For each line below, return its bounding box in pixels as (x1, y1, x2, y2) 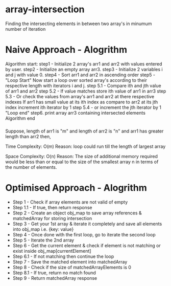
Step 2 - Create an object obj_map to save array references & (12, 210, 142, 216)
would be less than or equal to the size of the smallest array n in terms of (5, 159, 159, 165)
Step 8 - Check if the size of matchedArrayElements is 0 (12, 264, 132, 270)
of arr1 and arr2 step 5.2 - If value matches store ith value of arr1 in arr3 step (5, 88, 166, 94)
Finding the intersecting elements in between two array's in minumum (5, 20, 152, 27)
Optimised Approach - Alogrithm (5, 182, 147, 193)
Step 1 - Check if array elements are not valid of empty (12, 199, 128, 205)
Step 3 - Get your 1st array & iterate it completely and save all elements (12, 221, 162, 227)
